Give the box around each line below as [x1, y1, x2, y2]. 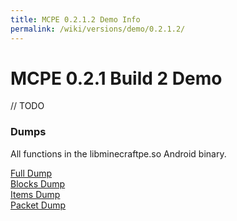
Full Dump [10, 167, 53, 179]
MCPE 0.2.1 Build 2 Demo [10, 67, 223, 90]
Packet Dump [10, 199, 67, 211]
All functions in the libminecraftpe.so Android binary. [10, 147, 227, 160]
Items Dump [10, 188, 61, 200]
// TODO [10, 100, 45, 112]
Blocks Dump [10, 177, 66, 190]
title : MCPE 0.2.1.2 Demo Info [10, 14, 141, 25]
